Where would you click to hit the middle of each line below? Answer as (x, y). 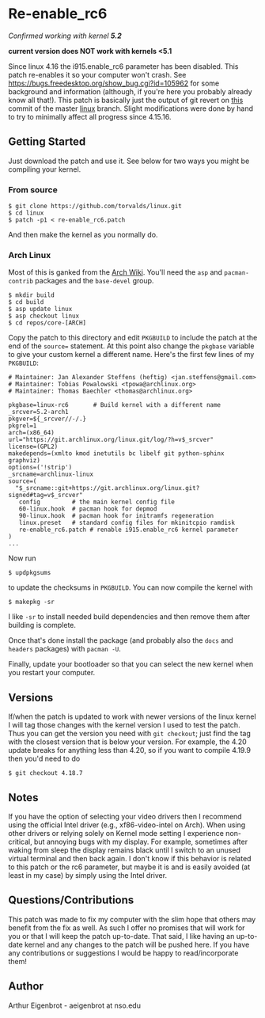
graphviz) (25, 461)
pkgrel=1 (23, 426)
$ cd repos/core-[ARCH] (47, 323)
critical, (21, 841)
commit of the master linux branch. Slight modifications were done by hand (131, 108)
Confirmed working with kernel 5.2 (65, 36)
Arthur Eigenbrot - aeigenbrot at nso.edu (74, 1005)
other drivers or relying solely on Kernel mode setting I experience (116, 833)
